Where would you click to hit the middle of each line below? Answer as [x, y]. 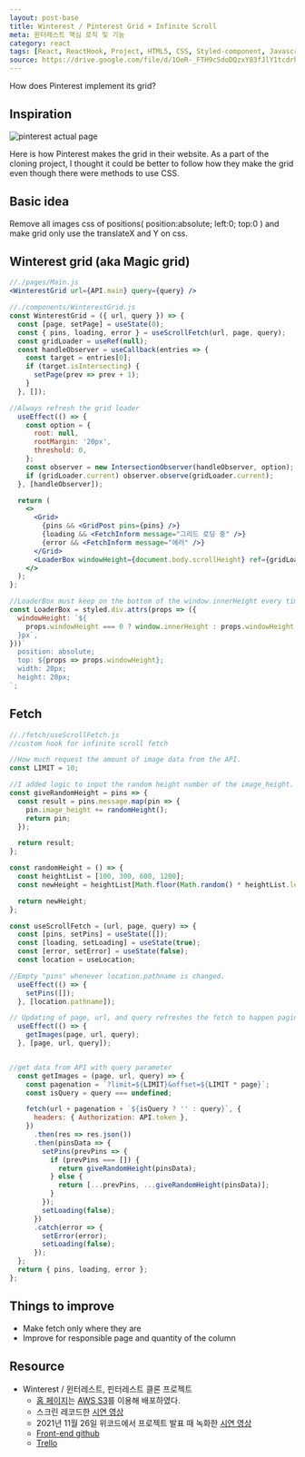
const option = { [59, 425]
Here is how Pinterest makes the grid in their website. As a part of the [139, 153]
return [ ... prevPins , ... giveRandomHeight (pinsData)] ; [164, 1186]
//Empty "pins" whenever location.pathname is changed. [117, 976]
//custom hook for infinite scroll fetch [89, 743]
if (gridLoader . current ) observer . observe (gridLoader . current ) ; [150, 476]
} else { [66, 1176]
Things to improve [62, 1307]
